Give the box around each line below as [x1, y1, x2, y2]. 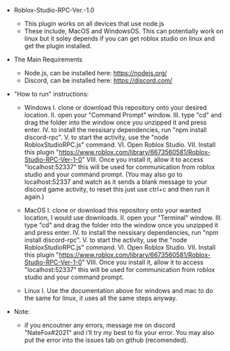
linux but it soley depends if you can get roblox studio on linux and [24, 34, 215, 43]
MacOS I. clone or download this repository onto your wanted [24, 206, 201, 214]
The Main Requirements [13, 55, 83, 64]
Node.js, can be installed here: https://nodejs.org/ [24, 69, 167, 77]
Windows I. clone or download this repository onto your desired [24, 103, 207, 111]
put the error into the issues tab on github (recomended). [24, 336, 188, 344]
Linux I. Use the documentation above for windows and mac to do [24, 287, 214, 294]
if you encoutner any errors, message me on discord [24, 321, 176, 329]
